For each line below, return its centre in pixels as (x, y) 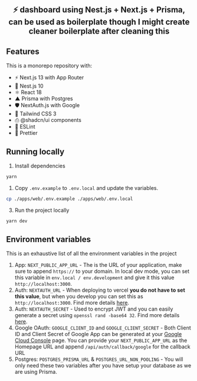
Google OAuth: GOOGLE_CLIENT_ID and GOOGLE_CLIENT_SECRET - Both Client (103, 328)
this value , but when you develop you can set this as (79, 296)
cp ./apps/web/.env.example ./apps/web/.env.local (70, 199)
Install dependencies (40, 166)
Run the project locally (42, 210)
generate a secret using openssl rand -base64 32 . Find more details (97, 315)
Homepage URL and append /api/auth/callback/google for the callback (102, 347)
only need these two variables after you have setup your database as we (103, 366)
